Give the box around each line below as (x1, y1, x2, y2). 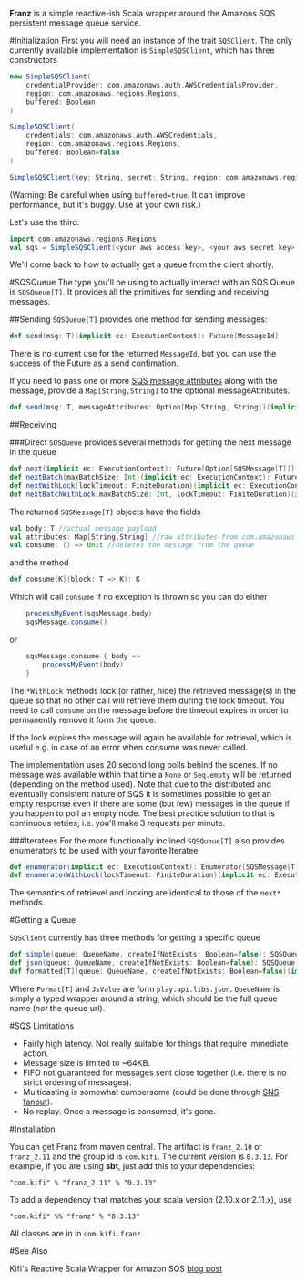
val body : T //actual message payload (9, 523, 157, 533)
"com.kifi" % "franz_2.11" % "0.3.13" (9, 1178, 157, 1187)
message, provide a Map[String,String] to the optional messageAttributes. (9, 385, 291, 396)
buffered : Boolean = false (25, 148, 120, 157)
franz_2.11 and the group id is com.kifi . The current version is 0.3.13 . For (9, 1151, 289, 1162)
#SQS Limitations (9, 1020, 75, 1031)
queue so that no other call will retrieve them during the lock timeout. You (9, 695, 285, 706)
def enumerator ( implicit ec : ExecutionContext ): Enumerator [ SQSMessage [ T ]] (9, 862, 303, 872)
